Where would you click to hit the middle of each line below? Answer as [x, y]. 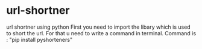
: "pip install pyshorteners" [39, 39]
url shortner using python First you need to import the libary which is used [99, 27]
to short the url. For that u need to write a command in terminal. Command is [101, 33]
